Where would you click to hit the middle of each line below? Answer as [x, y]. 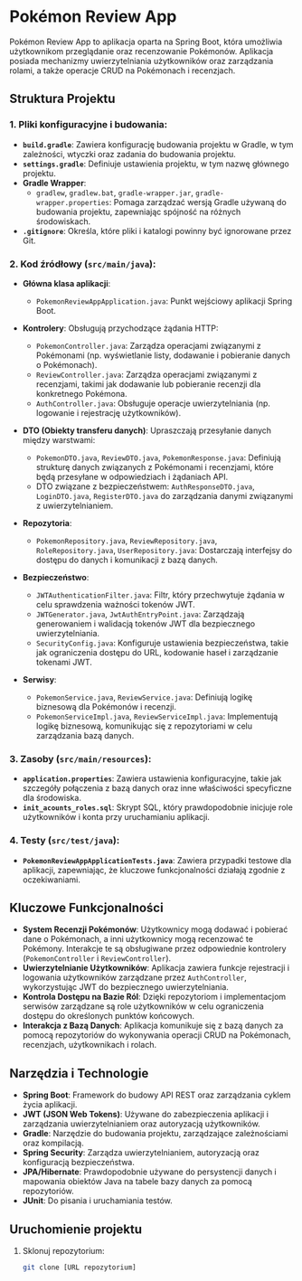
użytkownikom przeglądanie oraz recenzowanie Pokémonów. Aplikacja [142, 51]
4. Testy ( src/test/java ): [65, 841]
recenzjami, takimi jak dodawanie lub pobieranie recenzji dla [148, 384]
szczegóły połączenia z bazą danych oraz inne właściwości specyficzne [157, 788]
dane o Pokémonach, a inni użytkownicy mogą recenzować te [137, 939]
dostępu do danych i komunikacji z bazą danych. [127, 560]
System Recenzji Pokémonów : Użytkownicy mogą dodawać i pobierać [155, 929]
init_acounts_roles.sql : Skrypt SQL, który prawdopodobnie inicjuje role [158, 807]
